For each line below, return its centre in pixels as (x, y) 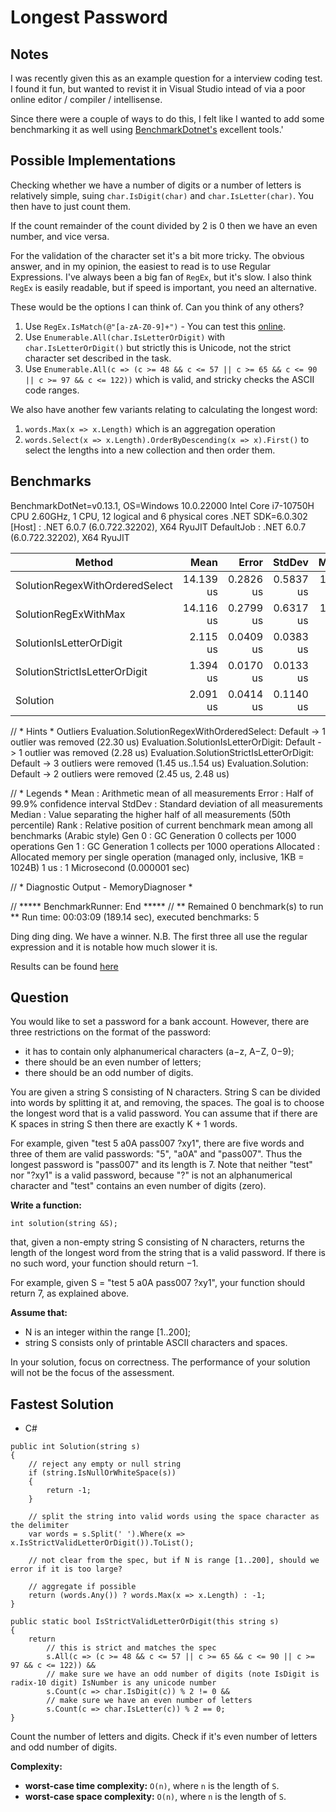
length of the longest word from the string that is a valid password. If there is (168, 1253)
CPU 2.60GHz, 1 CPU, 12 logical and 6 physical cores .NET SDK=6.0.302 (159, 516)
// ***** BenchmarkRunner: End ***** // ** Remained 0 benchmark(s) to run (167, 906)
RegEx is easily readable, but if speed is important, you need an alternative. (164, 287)
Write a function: (46, 1205)
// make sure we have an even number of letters (149, 1701)
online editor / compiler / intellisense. (86, 99)
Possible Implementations (93, 161)
